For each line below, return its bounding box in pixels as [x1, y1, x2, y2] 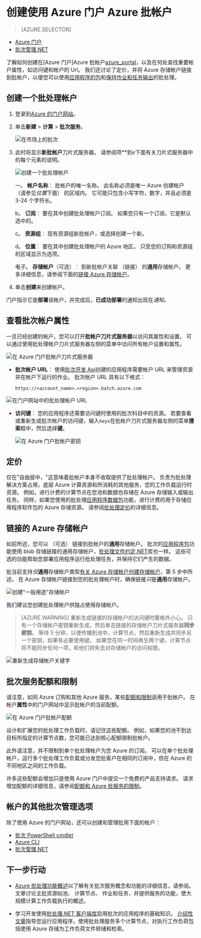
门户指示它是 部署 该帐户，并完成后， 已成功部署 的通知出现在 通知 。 [6, 296, 169, 303]
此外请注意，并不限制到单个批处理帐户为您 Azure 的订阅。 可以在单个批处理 [6, 747, 194, 754]
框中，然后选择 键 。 [20, 424, 68, 431]
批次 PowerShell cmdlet [14, 831, 74, 839]
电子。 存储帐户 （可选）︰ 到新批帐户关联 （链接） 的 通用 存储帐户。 [14, 263, 184, 270]
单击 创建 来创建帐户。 [14, 283, 68, 290]
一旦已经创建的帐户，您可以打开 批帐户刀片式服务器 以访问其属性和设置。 [6, 333, 185, 340]
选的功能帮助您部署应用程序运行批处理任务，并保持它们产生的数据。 [6, 555, 175, 563]
